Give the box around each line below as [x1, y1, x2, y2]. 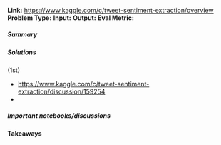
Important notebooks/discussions [7, 111, 111, 120]
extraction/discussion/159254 [17, 87, 106, 96]
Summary [7, 30, 38, 39]
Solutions [7, 48, 37, 56]
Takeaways [7, 129, 42, 138]
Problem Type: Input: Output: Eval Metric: [7, 14, 134, 22]
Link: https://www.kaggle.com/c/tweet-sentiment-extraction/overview [7, 6, 214, 14]
